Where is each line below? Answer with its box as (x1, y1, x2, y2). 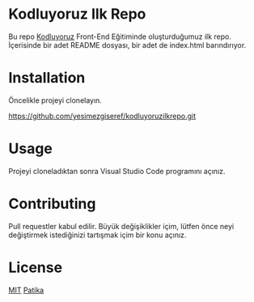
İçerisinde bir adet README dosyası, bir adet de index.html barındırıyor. (8, 40, 247, 49)
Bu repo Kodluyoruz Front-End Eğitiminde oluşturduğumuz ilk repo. (8, 32, 232, 41)
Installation (8, 69, 86, 87)
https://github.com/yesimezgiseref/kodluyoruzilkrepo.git (8, 111, 197, 121)
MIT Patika (8, 285, 44, 295)
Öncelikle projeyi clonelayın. (8, 95, 103, 105)
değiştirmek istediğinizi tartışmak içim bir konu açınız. (8, 230, 187, 240)
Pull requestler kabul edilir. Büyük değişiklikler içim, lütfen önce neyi (8, 221, 235, 231)
